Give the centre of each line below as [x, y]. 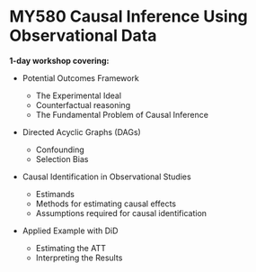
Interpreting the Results [79, 258]
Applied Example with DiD [70, 231]
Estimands [55, 194]
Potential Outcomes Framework [80, 77]
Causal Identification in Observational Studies [106, 177]
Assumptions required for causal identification [121, 213]
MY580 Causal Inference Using [129, 17]
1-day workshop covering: [59, 60]
